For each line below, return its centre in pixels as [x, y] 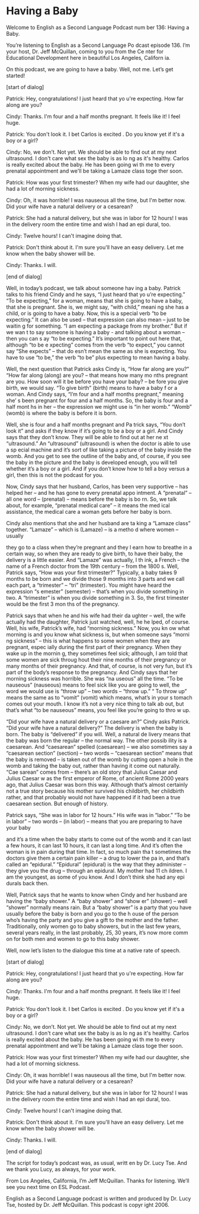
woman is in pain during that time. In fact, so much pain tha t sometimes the [99, 851]
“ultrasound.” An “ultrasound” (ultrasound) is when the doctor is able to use [98, 443]
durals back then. [28, 883]
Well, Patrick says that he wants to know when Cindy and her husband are [97, 895]
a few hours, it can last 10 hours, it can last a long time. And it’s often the [94, 845]
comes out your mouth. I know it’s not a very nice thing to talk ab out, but [95, 704]
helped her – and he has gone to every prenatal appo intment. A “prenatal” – [99, 492]
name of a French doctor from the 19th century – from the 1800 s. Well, [93, 566]
